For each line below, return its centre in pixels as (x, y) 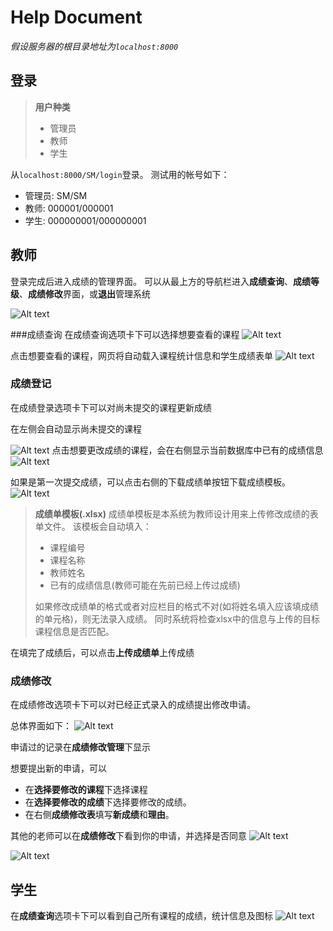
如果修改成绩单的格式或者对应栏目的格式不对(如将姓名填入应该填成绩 (176, 606)
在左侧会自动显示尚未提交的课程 (76, 428)
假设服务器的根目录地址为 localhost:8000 (94, 46)
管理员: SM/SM (56, 195)
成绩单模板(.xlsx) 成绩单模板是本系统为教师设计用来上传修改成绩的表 (176, 513)
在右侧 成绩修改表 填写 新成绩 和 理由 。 (99, 815)
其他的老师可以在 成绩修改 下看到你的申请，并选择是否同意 (128, 836)
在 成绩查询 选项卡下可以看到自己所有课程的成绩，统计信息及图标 (141, 915)
